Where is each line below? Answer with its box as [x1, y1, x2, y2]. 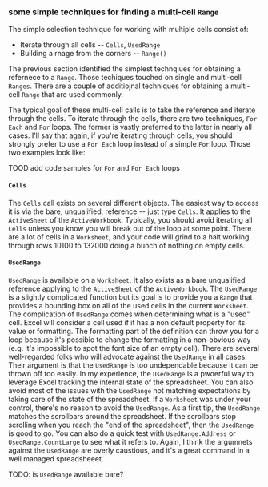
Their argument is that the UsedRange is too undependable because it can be [8, 360, 258, 370]
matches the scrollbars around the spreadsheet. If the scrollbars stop [8, 411, 237, 421]
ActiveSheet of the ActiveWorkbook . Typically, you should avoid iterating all [8, 215, 253, 224]
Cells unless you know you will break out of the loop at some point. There [8, 223, 252, 233]
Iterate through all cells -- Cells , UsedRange [19, 40, 161, 50]
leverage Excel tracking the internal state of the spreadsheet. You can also [8, 377, 254, 387]
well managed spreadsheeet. [8, 453, 104, 463]
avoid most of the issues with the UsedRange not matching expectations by [8, 385, 251, 395]
